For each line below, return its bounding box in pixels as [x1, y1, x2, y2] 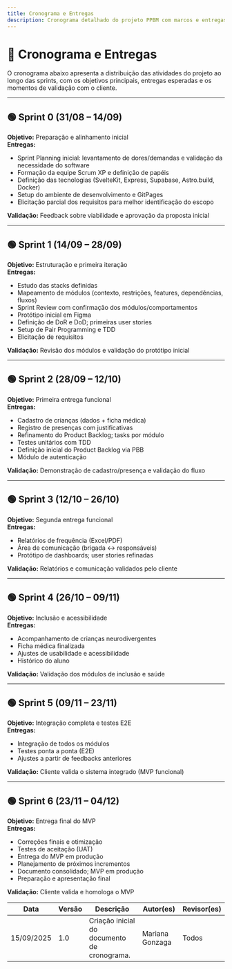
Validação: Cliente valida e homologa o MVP [7, 888, 135, 896]
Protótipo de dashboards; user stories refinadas [17, 551, 154, 559]
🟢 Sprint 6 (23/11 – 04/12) [7, 795, 119, 806]
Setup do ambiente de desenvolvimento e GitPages [17, 191, 164, 199]
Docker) [17, 183, 41, 192]
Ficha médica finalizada [17, 641, 85, 650]
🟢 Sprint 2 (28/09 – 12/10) [7, 373, 122, 385]
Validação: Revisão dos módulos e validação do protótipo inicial [7, 347, 190, 355]
